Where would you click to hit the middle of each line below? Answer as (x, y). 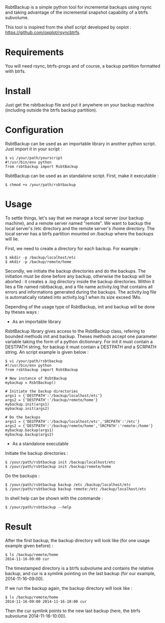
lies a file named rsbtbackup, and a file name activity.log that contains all (79, 287)
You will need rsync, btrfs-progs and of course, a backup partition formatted (83, 66)
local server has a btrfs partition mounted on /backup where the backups (79, 233)
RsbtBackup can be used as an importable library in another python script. (81, 144)
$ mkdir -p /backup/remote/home (38, 262)
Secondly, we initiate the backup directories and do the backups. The (76, 271)
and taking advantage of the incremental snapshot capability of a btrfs (77, 12)
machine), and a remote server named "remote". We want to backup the (78, 223)
